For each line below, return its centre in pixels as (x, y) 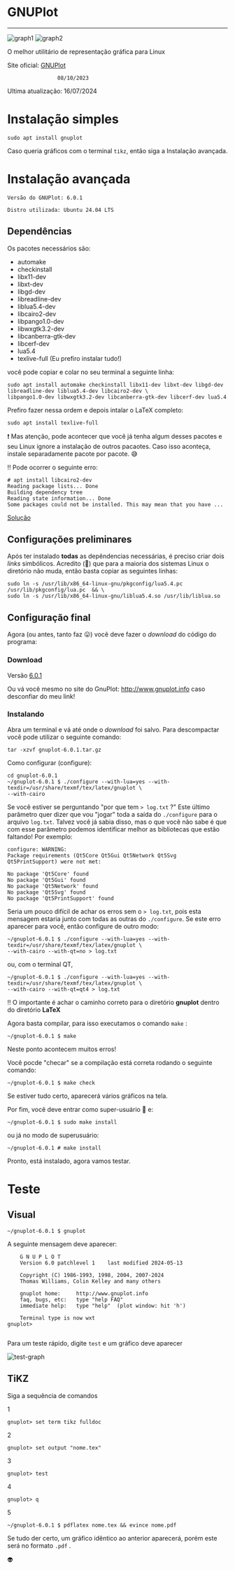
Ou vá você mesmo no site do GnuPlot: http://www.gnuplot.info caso (106, 689)
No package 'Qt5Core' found (48, 874)
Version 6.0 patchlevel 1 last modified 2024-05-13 (101, 1263)
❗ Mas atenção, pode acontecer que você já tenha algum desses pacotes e (115, 436)
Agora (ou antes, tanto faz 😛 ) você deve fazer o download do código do (112, 634)
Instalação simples (63, 119)
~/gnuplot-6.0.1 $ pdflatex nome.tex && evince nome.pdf (92, 1525)
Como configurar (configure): (50, 762)
